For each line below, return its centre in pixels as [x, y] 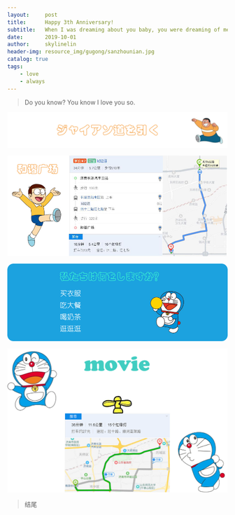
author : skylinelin [42, 44]
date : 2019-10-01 [42, 37]
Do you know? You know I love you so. [80, 102]
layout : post [33, 15]
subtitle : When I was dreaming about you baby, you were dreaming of [114, 29]
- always [33, 81]
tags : [15, 67]
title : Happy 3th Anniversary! [60, 22]
